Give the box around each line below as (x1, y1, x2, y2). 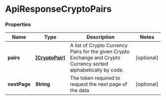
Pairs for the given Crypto (70, 48, 130, 55)
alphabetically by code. (70, 67, 124, 73)
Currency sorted (70, 61, 108, 67)
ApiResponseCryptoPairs (5, 3, 112, 15)
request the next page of (70, 81, 127, 88)
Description (86, 33, 115, 40)
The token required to (70, 75, 120, 82)
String (35, 81, 50, 88)
